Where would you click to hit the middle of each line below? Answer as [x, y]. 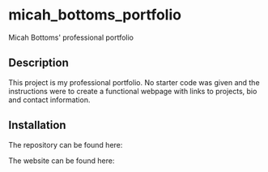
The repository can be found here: [66, 144]
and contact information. [49, 100]
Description [38, 63]
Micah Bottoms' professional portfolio [71, 37]
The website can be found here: [62, 161]
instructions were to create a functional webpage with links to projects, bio [133, 91]
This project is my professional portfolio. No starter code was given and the [134, 82]
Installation [37, 125]
